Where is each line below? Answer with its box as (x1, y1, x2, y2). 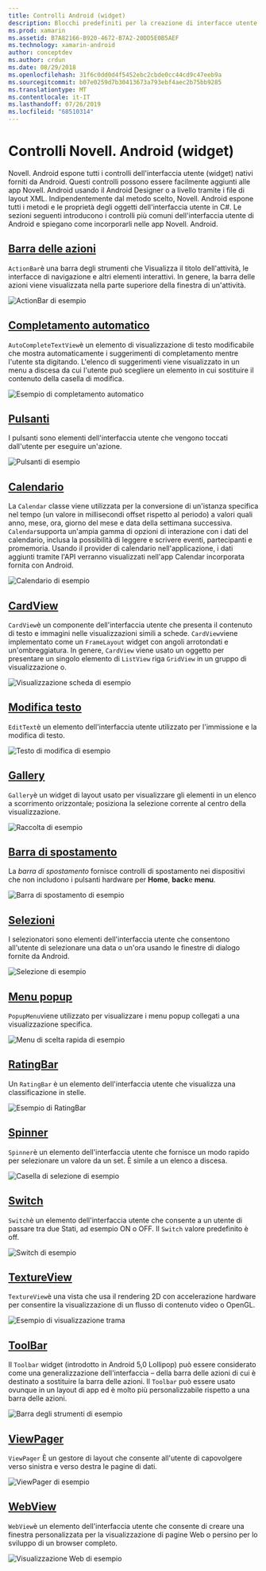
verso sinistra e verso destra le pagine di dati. (8, 1461, 157, 1471)
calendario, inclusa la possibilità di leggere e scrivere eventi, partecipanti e (8, 535, 253, 545)
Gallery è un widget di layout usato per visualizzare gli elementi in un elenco (8, 789, 256, 800)
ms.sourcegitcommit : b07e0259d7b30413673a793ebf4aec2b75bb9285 (8, 78, 222, 86)
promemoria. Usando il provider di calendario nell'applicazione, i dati (8, 544, 233, 553)
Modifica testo (8, 701, 82, 715)
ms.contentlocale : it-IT (8, 93, 91, 101)
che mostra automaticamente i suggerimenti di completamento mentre (8, 348, 239, 358)
